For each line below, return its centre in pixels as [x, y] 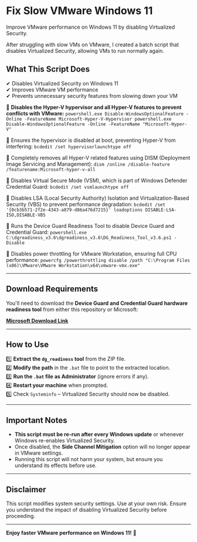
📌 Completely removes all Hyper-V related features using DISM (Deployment [98, 158]
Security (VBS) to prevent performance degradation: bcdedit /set [86, 204]
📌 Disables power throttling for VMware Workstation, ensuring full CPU [91, 254]
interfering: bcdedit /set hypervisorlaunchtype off [69, 146]
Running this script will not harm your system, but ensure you [89, 459]
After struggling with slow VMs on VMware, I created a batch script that [93, 45]
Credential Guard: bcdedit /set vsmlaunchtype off [67, 186]
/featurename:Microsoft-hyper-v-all [51, 169]
